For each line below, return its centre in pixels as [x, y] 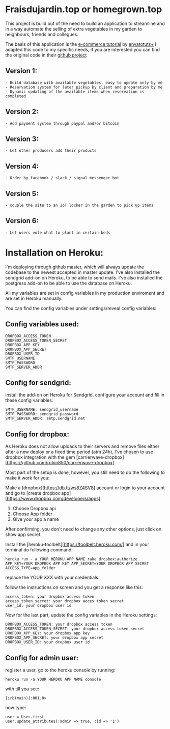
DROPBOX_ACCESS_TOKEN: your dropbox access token [59, 625]
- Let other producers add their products [51, 151]
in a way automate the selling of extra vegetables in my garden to [74, 29]
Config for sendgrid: [38, 383]
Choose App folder [32, 514]
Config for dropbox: [37, 434]
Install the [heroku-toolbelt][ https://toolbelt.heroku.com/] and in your [77, 544]
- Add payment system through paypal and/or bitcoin [62, 123]
